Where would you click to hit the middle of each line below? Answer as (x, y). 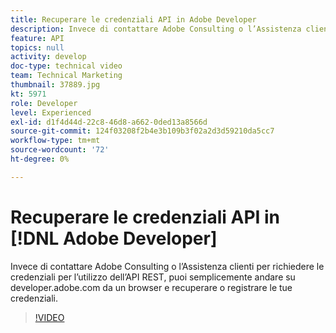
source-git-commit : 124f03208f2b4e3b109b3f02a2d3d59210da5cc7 (142, 131)
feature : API (37, 38)
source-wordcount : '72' (60, 150)
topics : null (37, 47)
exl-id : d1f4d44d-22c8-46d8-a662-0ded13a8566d (109, 122)
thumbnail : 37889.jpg (55, 85)
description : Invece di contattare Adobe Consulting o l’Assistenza (156, 29)
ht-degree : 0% (40, 159)
